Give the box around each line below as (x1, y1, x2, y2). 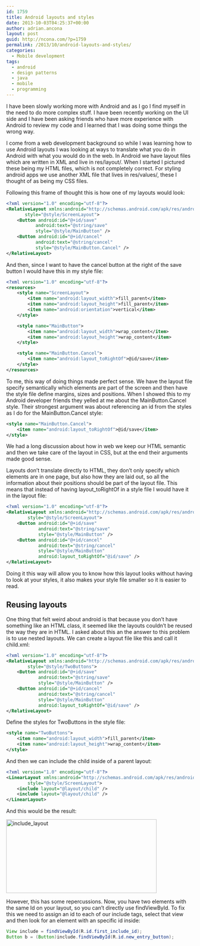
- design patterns (11, 70, 58, 76)
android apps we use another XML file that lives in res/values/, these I (6, 171, 177, 178)
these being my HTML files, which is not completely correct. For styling (6, 164, 182, 172)
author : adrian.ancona (6, 25, 62, 32)
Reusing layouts (6, 600, 67, 610)
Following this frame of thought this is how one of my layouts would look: (6, 189, 186, 196)
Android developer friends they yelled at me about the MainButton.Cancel (6, 397, 186, 404)
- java (11, 75, 28, 81)
